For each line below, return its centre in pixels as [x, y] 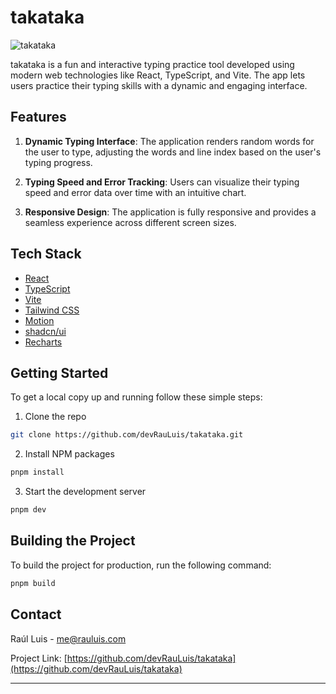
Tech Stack [46, 254]
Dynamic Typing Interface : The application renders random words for [169, 141]
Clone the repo [55, 417]
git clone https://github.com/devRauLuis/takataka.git [127, 435]
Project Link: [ [39, 658]
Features [38, 117]
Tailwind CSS [52, 310]
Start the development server [85, 492]
